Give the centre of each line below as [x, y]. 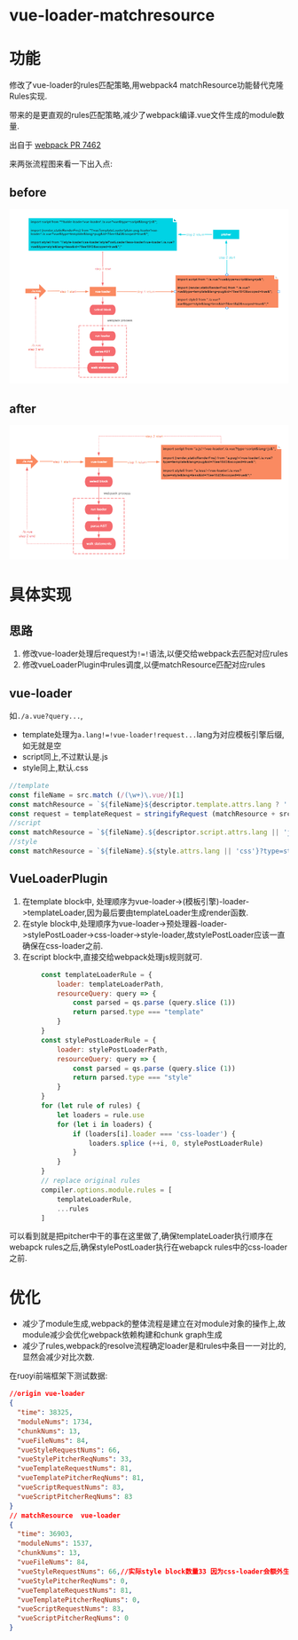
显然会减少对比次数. [58, 1357]
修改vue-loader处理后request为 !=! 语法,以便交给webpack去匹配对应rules [155, 654]
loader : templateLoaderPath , [110, 984]
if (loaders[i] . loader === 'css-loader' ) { [154, 1134]
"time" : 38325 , [45, 1413]
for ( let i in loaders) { [104, 1124]
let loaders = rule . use [100, 1115]
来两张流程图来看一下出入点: [61, 164]
